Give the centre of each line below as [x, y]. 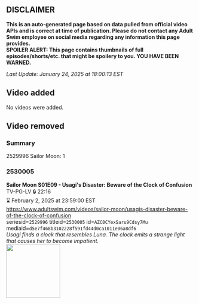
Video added [30, 93]
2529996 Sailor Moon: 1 [36, 156]
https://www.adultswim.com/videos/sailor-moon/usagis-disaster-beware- [97, 209]
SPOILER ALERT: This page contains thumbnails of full [75, 50]
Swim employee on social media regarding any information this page [93, 37]
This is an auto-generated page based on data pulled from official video [97, 24]
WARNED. [19, 62]
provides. [19, 43]
